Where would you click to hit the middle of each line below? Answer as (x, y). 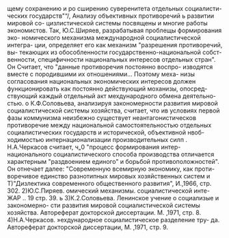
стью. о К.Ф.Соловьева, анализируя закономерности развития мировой (113, 103)
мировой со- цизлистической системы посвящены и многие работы (108, 23)
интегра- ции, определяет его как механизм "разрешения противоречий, (115, 45)
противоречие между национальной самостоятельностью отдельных (109, 125)
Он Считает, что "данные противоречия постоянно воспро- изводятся (110, 67)
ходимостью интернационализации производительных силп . (97, 140)
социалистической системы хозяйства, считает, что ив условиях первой (113, 110)
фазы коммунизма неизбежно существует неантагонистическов (102, 118)
